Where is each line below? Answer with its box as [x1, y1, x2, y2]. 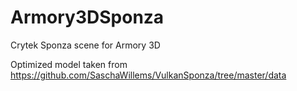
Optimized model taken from [10, 58, 128, 70]
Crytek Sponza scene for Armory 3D [10, 39, 161, 51]
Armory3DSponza [10, 6, 165, 29]
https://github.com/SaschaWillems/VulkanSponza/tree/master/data [10, 69, 287, 81]
